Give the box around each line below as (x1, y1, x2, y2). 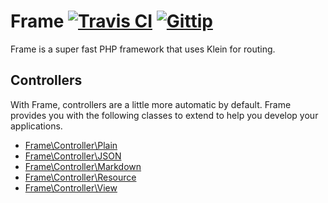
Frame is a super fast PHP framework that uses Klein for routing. (10, 43, 276, 55)
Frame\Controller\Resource (24, 171, 137, 183)
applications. (10, 120, 63, 132)
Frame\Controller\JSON (24, 150, 122, 162)
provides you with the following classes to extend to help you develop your (10, 109, 319, 121)
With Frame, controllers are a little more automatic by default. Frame (10, 98, 292, 110)
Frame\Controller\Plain (24, 139, 118, 151)
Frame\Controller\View (24, 181, 118, 194)
